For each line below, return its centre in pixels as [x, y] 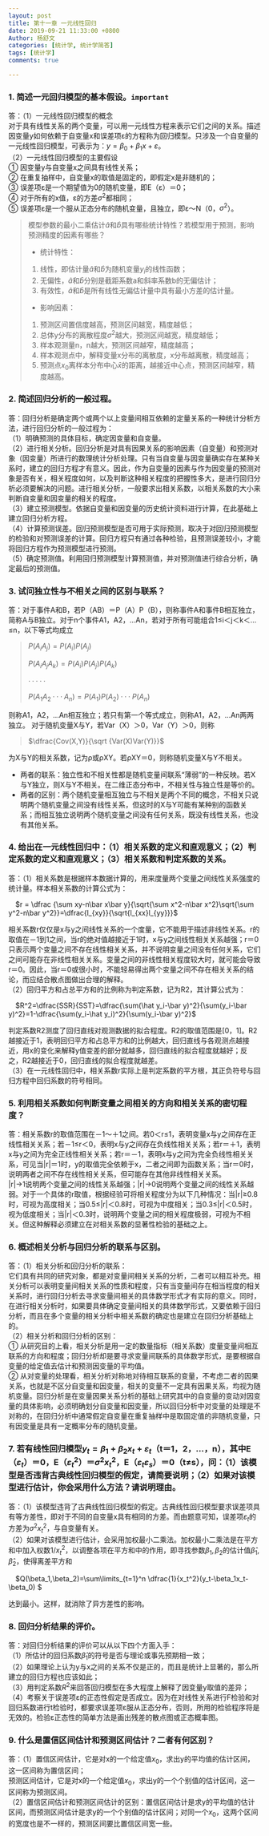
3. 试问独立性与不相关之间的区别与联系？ [87, 591]
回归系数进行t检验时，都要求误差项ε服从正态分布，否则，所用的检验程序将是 [134, 1707]
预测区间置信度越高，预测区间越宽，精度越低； [117, 324]
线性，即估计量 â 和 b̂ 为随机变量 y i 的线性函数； [114, 270]
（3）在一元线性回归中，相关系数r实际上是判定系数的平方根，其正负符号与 [131, 1070]
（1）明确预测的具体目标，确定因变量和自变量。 [87, 438]
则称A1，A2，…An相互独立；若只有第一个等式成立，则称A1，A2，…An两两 [131, 715]
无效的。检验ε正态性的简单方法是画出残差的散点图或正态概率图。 [115, 1717]
